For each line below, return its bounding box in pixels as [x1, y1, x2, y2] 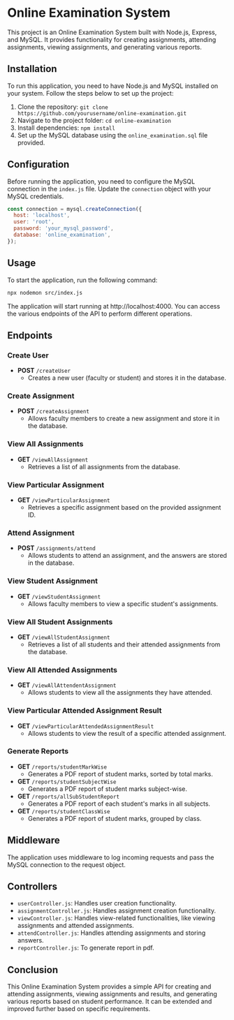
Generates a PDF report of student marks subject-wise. [27, 784, 187, 793]
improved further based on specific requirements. [7, 1005, 151, 1013]
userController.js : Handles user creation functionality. [17, 899, 177, 908]
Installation [7, 63, 57, 75]
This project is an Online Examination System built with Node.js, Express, [7, 28, 217, 36]
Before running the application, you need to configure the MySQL [7, 177, 196, 186]
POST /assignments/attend [17, 544, 96, 552]
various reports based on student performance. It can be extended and [7, 997, 212, 1006]
